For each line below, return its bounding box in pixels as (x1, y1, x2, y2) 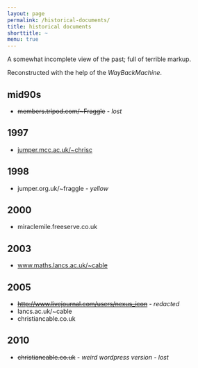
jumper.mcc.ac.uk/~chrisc (17, 145, 92, 153)
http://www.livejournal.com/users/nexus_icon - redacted (17, 300, 180, 308)
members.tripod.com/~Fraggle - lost (17, 107, 122, 115)
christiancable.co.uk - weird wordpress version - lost (17, 353, 169, 361)
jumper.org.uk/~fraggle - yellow (17, 184, 109, 192)
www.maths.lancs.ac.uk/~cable (17, 261, 108, 269)
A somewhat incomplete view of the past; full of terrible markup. (7, 55, 192, 63)
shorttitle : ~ (7, 29, 49, 37)
